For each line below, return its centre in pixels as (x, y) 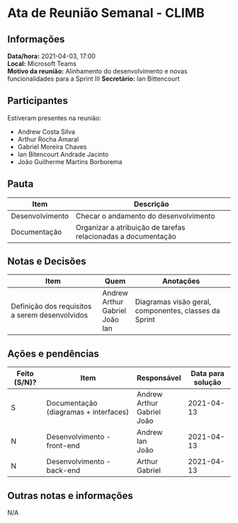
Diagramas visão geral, (173, 302)
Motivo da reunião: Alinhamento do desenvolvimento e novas (97, 71)
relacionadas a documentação (126, 236)
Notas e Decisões (47, 261)
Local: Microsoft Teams (42, 64)
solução (208, 382)
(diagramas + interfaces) (88, 412)
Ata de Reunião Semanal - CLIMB (106, 13)
